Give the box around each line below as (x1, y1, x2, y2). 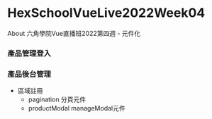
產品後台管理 (7, 69, 52, 79)
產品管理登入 (7, 48, 52, 58)
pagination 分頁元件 (28, 95, 87, 104)
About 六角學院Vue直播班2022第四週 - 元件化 (7, 29, 141, 37)
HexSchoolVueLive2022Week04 (7, 5, 206, 21)
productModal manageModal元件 (28, 104, 125, 113)
